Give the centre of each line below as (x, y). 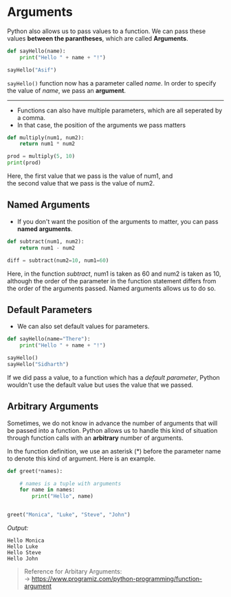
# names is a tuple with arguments (70, 483)
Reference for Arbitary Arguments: (73, 571)
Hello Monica (26, 540)
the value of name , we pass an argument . (66, 90)
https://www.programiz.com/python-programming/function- (117, 579)
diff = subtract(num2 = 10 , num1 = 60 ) (58, 260)
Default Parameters (50, 310)
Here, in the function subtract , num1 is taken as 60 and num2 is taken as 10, (114, 274)
